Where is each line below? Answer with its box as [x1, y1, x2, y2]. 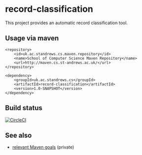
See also [5, 131, 32, 139]
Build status [5, 104, 43, 112]
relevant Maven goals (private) [12, 144, 75, 150]
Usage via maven [5, 34, 59, 42]
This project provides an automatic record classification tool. [5, 20, 128, 26]
